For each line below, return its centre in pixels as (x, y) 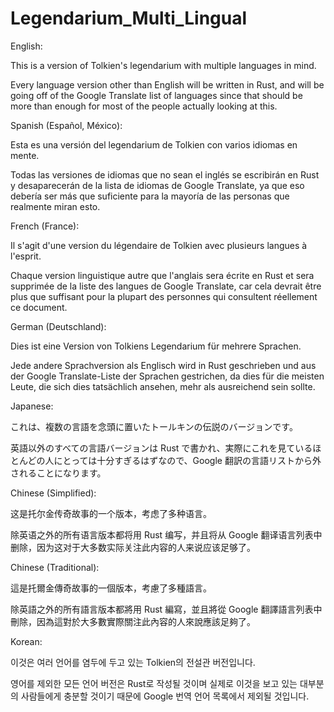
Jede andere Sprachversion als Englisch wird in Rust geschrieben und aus (163, 365)
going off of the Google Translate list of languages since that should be (156, 95)
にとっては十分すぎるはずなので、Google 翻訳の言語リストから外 (187, 460)
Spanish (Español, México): (66, 125)
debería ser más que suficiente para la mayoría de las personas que (150, 196)
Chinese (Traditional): (55, 567)
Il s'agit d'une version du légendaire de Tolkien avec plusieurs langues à (159, 245)
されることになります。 (58, 473)
